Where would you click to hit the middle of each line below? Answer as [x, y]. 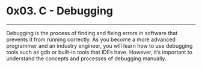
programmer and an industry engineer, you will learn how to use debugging [99, 45]
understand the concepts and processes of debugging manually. [86, 58]
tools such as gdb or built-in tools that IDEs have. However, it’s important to [99, 52]
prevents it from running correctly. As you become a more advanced [91, 39]
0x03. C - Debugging [60, 11]
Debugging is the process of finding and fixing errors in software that [92, 33]
